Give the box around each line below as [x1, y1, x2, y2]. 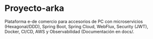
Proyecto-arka [4, 3, 64, 14]
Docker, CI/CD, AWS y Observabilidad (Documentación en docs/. [4, 29, 135, 34]
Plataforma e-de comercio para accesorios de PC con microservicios [4, 19, 143, 24]
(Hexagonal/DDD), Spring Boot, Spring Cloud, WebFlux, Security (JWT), [4, 23, 149, 29]
